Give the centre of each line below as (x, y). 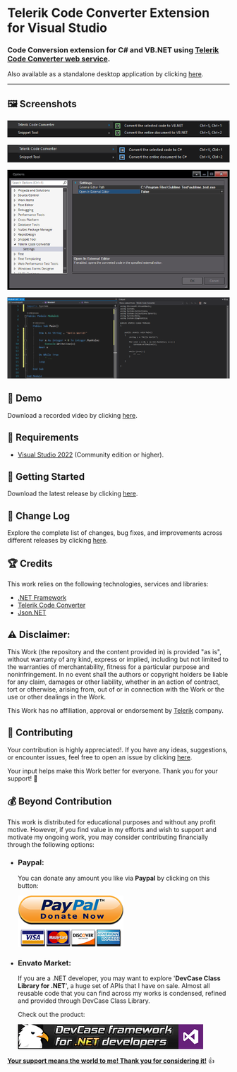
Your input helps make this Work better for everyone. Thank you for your (113, 771)
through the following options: (51, 844)
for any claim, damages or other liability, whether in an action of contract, (114, 682)
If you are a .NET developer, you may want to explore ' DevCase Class (119, 978)
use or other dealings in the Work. (56, 697)
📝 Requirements (43, 438)
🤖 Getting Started (46, 477)
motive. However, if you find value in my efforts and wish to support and (112, 829)
